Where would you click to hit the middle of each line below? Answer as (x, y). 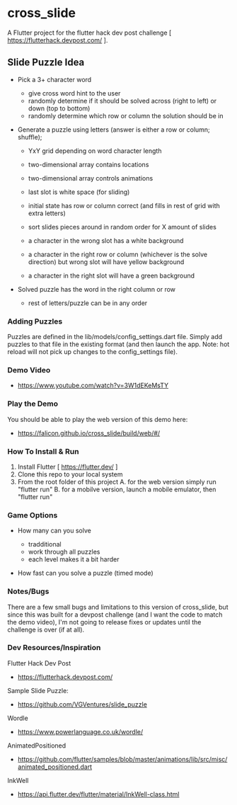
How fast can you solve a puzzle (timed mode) (85, 573)
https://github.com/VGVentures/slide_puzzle (82, 704)
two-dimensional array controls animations (91, 178)
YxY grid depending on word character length (95, 151)
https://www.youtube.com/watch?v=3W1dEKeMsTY (93, 386)
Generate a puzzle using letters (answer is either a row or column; (114, 130)
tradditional (45, 544)
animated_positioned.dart (55, 767)
